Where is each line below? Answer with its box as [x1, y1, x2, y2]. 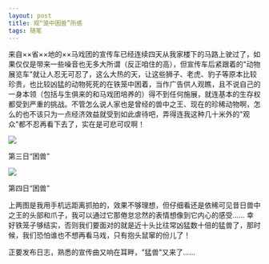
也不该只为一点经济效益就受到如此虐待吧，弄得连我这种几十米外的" [22, 110, 243, 119]
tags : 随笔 [8, 26, 42, 34]
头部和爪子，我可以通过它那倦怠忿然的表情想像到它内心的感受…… [29, 210, 246, 220]
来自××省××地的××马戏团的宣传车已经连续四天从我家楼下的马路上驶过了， [8, 50, 254, 59]
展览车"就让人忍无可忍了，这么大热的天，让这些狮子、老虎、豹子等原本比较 [8, 70, 258, 79]
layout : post [8, 11, 52, 20]
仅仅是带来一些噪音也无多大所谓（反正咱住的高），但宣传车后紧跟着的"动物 [14, 59, 261, 69]
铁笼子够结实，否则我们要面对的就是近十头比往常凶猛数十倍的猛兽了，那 [14, 221, 254, 230]
